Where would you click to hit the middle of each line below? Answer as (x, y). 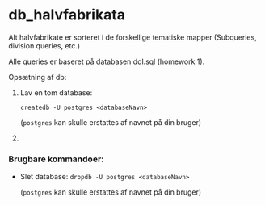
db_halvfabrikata (67, 15)
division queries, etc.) (44, 45)
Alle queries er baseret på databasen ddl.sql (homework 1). (107, 61)
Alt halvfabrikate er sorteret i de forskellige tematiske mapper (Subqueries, (132, 37)
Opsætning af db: (38, 77)
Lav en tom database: (56, 92)
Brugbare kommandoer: (56, 159)
